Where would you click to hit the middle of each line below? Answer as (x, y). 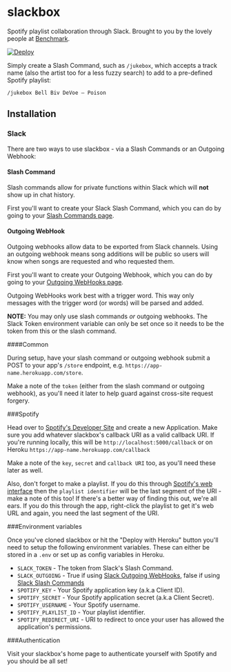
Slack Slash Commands (51, 583)
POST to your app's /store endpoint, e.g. (66, 365)
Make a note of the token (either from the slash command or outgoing (106, 386)
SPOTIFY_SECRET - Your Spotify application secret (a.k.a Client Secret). (115, 598)
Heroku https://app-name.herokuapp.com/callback (79, 450)
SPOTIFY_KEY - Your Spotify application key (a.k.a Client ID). (101, 590)
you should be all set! (37, 661)
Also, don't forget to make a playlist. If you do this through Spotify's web (110, 484)
